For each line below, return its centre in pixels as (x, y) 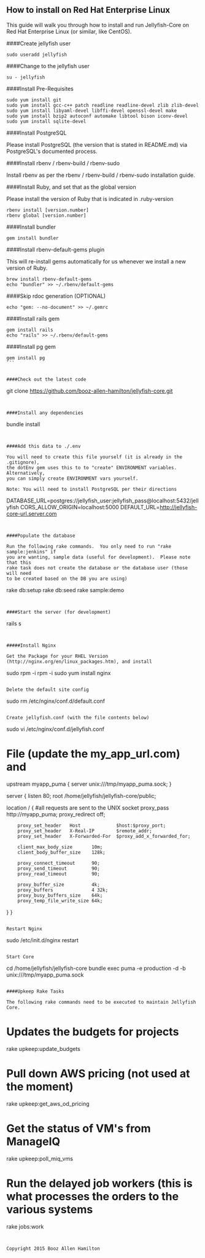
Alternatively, (26, 473)
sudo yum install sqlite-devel (46, 121)
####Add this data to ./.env (44, 446)
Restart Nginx (25, 929)
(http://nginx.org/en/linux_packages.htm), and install (79, 662)
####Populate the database (41, 536)
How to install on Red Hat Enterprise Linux (88, 10)
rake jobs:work (25, 1226)
